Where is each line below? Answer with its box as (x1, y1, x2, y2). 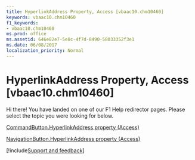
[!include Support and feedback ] (6, 147, 85, 154)
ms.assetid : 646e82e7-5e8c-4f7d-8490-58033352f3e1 (6, 36, 135, 42)
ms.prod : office (6, 31, 47, 37)
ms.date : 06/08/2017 (6, 42, 58, 48)
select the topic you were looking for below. (6, 112, 114, 119)
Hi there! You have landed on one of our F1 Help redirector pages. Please (6, 106, 185, 113)
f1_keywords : (6, 20, 39, 26)
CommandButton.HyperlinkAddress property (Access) (6, 124, 140, 131)
